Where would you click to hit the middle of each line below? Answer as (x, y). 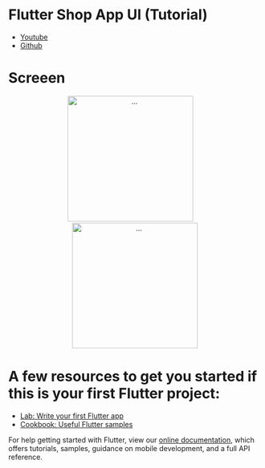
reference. (25, 457)
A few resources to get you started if (133, 377)
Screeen (37, 78)
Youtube (34, 37)
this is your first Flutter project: (114, 394)
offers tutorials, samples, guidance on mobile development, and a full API (129, 448)
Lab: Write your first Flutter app (72, 416)
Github (31, 45)
